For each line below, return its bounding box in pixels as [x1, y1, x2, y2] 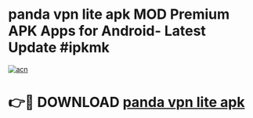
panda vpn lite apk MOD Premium [8, 5, 230, 23]
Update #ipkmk [8, 39, 110, 56]
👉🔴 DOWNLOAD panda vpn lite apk [8, 94, 245, 111]
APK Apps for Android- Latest [8, 22, 206, 40]
